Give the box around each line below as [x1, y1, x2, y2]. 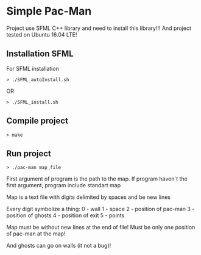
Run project [6, 148, 52, 159]
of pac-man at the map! [6, 230, 66, 237]
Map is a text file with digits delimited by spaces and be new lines [6, 193, 171, 201]
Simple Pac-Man [6, 4, 92, 18]
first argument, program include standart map [6, 182, 121, 189]
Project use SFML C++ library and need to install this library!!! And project [6, 24, 192, 32]
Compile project [6, 116, 69, 126]
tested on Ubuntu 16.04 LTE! [6, 31, 77, 38]
